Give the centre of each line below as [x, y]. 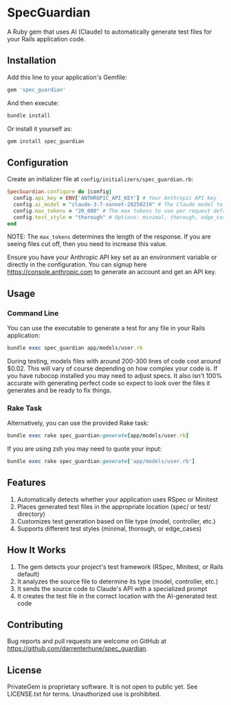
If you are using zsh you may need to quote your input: [85, 449]
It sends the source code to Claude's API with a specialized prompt [112, 588]
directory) [31, 514]
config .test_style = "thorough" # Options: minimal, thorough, [106, 217]
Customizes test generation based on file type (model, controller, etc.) [116, 521]
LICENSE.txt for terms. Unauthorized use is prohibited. [84, 694]
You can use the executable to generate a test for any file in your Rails [106, 328]
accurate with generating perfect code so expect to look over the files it [109, 383]
